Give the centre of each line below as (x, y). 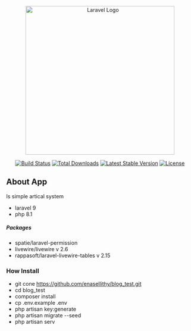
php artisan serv (35, 322)
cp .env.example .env (41, 303)
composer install (35, 296)
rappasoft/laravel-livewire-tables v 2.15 (62, 255)
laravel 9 (25, 208)
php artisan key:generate (46, 309)
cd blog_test (30, 290)
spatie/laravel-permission (46, 243)
